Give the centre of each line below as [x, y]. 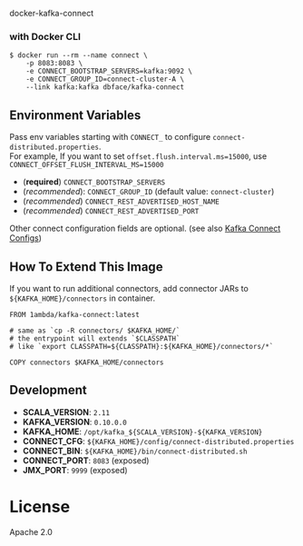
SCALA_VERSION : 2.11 [66, 412]
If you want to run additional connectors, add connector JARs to [129, 288]
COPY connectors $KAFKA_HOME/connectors [87, 362]
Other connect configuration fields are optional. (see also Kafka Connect [145, 228]
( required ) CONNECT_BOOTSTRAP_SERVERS [94, 182]
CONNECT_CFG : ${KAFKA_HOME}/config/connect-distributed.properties [158, 441]
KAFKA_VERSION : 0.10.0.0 [74, 422]
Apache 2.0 [31, 531]
